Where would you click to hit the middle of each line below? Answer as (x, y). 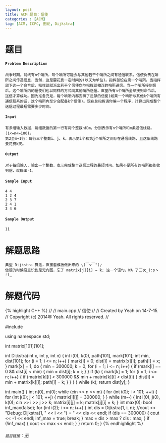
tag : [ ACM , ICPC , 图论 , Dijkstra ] (40, 24)
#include (14, 327)
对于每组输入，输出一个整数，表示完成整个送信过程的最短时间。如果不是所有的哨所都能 (81, 166)
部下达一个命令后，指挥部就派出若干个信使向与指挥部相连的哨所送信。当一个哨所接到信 (81, 85)
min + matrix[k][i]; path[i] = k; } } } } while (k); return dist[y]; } (68, 382)
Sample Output (20, 219)
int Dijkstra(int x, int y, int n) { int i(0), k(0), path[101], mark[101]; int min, (78, 356)
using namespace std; (28, 336)
